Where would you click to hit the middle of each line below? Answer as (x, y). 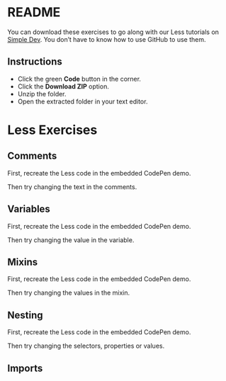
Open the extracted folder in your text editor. (83, 101)
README (34, 12)
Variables (29, 209)
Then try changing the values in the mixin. (69, 293)
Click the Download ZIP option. (63, 86)
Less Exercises (52, 130)
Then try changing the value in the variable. (71, 240)
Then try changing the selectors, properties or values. (86, 346)
